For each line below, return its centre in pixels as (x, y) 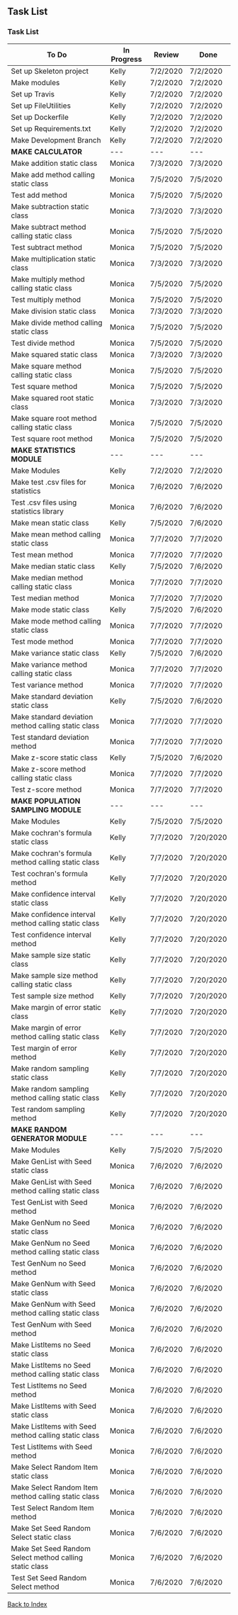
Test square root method (52, 439)
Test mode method (42, 641)
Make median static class (53, 566)
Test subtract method (47, 247)
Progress (126, 59)
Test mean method (42, 554)
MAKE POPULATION (46, 801)
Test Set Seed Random (49, 1577)
